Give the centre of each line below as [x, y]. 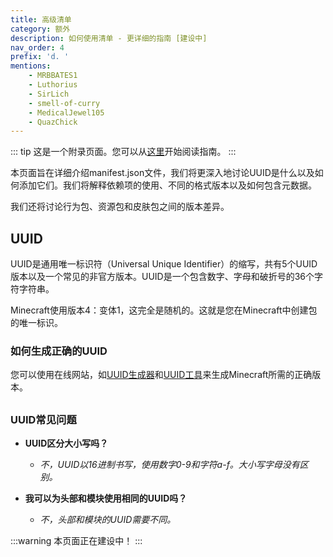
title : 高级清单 [41, 19]
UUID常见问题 [43, 419]
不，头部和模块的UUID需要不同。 [108, 520]
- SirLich [49, 94]
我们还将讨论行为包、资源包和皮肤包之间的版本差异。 [120, 207]
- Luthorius [53, 85]
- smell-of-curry [64, 103]
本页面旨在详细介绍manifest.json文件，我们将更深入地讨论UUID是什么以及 [162, 173]
